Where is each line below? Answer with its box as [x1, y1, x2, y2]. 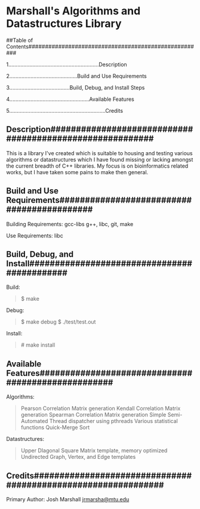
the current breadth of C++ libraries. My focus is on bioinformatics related [6, 162, 189, 169]
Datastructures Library [6, 17, 122, 30]
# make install [20, 341, 56, 348]
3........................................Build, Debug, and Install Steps [6, 84, 145, 91]
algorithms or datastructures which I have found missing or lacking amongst [6, 156, 193, 163]
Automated [20, 418, 48, 425]
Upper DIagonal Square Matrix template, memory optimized [20, 447, 168, 454]
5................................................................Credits [6, 107, 124, 114]
